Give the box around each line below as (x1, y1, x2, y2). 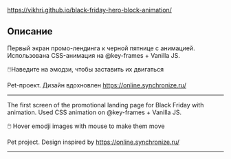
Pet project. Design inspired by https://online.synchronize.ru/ (7, 138, 180, 146)
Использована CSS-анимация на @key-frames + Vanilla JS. (7, 51, 181, 59)
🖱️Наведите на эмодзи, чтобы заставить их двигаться (7, 65, 164, 73)
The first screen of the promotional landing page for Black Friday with (7, 100, 204, 109)
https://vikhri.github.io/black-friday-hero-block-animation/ (7, 6, 172, 14)
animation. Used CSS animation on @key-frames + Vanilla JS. (7, 108, 182, 116)
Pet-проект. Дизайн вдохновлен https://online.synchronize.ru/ (7, 81, 187, 89)
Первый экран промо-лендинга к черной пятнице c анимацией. (7, 44, 195, 52)
